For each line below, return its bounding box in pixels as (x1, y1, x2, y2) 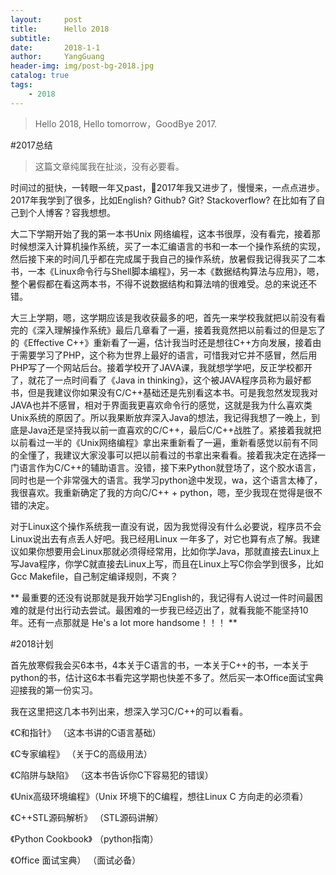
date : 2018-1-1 (10, 42, 101, 53)
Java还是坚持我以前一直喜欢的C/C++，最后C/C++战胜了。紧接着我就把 (27, 424, 322, 436)
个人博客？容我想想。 (27, 206, 116, 218)
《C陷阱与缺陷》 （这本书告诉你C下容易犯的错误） (10, 769, 214, 781)
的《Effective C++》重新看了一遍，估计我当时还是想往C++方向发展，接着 (10, 336, 313, 348)
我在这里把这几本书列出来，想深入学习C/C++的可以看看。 (10, 705, 249, 717)
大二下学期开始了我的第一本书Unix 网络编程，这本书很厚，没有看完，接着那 (10, 227, 321, 240)
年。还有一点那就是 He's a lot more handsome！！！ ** (10, 616, 238, 628)
